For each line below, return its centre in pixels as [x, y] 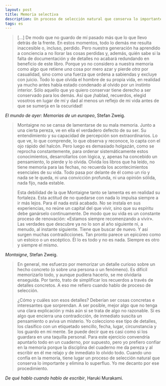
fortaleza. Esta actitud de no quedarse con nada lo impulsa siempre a [88, 198]
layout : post [19, 10]
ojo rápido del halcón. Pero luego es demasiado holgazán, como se [86, 146]
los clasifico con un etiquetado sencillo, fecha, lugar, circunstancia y [87, 327]
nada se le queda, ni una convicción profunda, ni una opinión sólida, [87, 178]
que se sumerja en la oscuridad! [50, 106]
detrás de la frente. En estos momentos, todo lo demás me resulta [84, 43]
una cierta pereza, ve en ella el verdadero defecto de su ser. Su [82, 130]
